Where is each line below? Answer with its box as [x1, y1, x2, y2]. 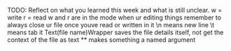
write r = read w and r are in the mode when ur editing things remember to [7, 13, 222, 22]
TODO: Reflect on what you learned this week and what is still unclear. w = [7, 6, 223, 14]
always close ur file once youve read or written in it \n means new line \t [7, 21, 215, 29]
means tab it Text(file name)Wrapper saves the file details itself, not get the [7, 28, 224, 36]
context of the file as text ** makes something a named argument [7, 36, 196, 44]
